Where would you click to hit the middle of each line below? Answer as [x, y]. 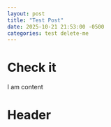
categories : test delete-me [48, 33]
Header [29, 115]
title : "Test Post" [36, 20]
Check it [32, 68]
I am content [25, 87]
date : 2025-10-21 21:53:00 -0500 [56, 27]
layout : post [26, 14]
